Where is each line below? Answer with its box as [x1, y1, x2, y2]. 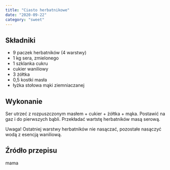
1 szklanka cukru [12, 60, 48, 67]
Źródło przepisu [5, 146, 57, 155]
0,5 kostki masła [12, 77, 47, 83]
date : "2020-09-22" [5, 12, 47, 17]
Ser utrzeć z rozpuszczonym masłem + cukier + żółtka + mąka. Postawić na [5, 111, 165, 117]
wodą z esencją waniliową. [5, 132, 62, 137]
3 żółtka [12, 71, 30, 77]
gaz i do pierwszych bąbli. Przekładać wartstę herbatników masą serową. [5, 116, 160, 122]
